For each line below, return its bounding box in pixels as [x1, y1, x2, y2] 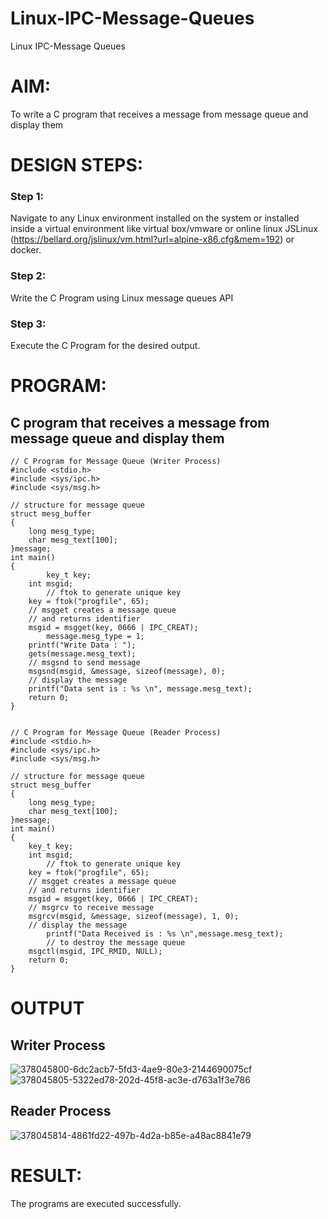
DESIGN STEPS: [10, 154, 144, 177]
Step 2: [10, 269, 47, 283]
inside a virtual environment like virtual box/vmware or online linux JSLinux [10, 223, 318, 235]
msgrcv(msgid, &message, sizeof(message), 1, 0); [28, 911, 240, 921]
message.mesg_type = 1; [46, 631, 145, 641]
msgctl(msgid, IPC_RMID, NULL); [28, 946, 163, 956]
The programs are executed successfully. [10, 1197, 182, 1209]
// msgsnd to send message [28, 657, 141, 667]
